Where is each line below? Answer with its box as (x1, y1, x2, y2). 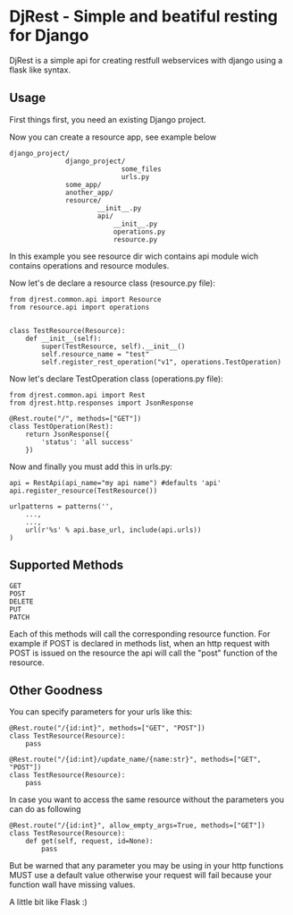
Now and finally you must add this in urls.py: (9, 461, 172, 472)
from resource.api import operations (9, 303, 150, 312)
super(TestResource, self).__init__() (41, 342, 186, 351)
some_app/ (65, 180, 102, 189)
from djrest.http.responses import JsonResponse (9, 398, 194, 407)
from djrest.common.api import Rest (9, 390, 146, 399)
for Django (9, 25, 89, 46)
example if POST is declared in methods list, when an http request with (9, 637, 270, 648)
